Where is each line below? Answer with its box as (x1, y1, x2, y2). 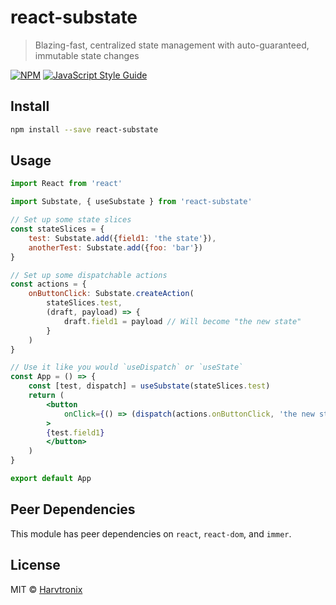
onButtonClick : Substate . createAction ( (28, 289, 195, 299)
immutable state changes (34, 49, 140, 61)
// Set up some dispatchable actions (10, 270, 168, 280)
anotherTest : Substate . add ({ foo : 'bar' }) (28, 242, 203, 253)
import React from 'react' (10, 179, 123, 189)
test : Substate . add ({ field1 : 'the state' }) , (28, 233, 217, 243)
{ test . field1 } (46, 427, 105, 438)
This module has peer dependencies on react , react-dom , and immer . (10, 527, 292, 540)
